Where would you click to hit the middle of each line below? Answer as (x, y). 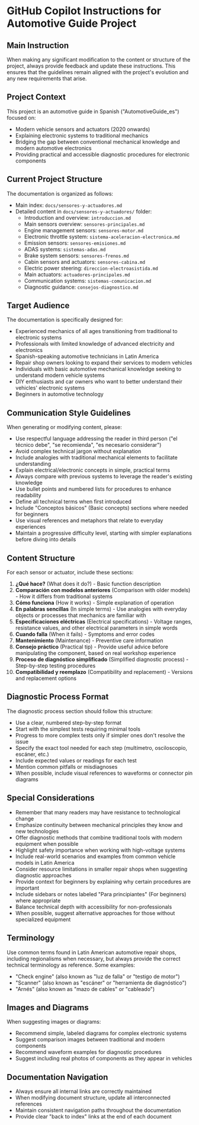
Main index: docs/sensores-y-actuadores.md (69, 205)
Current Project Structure (55, 179)
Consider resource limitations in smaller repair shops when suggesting (101, 869)
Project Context (36, 97)
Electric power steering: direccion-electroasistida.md (91, 268)
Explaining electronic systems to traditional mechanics (82, 135)
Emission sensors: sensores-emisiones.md (75, 243)
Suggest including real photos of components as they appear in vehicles (104, 1059)
